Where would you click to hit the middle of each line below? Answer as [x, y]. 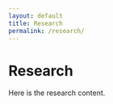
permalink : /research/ [46, 31]
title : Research [36, 23]
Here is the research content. [57, 93]
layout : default [36, 16]
